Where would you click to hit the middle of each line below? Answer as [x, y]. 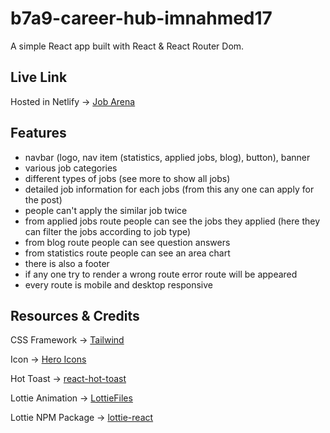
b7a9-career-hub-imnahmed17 [141, 18]
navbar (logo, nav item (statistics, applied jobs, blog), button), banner [167, 157]
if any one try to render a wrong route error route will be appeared [161, 274]
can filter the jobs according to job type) [108, 231]
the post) [43, 199]
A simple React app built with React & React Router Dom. [127, 46]
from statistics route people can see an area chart [127, 253]
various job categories [71, 168]
